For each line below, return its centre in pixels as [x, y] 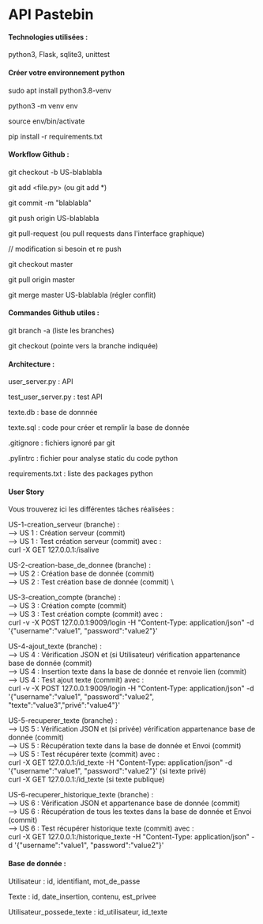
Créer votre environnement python [66, 72]
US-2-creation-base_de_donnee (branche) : [80, 565]
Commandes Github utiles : [54, 313]
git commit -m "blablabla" [50, 203]
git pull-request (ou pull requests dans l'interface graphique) [107, 233]
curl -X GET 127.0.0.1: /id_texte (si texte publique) [86, 780]
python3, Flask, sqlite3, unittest [59, 55]
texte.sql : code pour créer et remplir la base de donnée [99, 428]
